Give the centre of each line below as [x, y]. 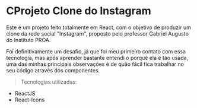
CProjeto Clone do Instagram [79, 11]
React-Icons [30, 100]
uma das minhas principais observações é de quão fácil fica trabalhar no [95, 64]
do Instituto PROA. [28, 40]
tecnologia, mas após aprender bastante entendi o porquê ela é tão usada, [97, 58]
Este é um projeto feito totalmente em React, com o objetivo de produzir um [99, 27]
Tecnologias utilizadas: [49, 82]
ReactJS [25, 93]
